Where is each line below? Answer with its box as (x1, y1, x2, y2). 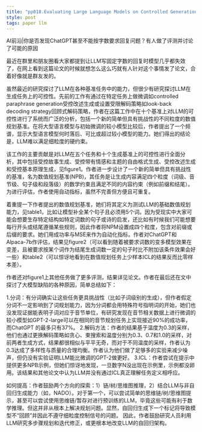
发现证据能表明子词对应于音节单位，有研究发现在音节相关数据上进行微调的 (11, 309, 196, 316)
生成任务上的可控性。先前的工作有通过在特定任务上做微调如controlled (6, 93, 179, 100)
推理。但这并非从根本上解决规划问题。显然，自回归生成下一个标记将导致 (11, 404, 191, 412)
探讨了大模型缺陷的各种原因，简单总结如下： (6, 281, 117, 288)
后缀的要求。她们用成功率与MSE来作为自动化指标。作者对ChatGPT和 (6, 231, 177, 238)
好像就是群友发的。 (11, 73, 59, 80)
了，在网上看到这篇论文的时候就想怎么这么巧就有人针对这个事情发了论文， (6, 65, 191, 72)
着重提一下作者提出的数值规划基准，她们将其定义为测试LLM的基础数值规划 (6, 201, 191, 208)
